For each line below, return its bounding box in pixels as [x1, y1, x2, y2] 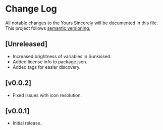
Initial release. [12, 120, 42, 126]
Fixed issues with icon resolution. [12, 92, 82, 98]
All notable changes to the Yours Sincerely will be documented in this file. [5, 20, 158, 26]
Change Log [5, 3, 57, 15]
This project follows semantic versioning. [5, 25, 91, 31]
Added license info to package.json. [12, 59, 87, 65]
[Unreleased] [5, 40, 48, 49]
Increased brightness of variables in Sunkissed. [12, 53, 112, 59]
